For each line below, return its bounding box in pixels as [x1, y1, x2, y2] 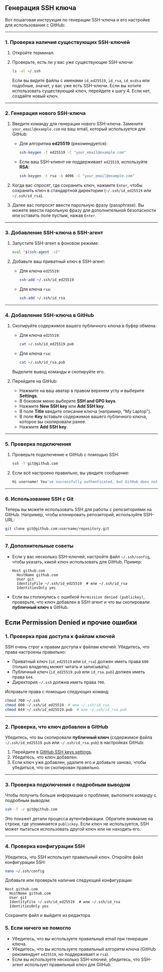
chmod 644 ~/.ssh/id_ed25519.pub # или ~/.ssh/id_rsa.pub [5, 707, 127, 712]
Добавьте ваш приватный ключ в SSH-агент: [12, 258, 105, 265]
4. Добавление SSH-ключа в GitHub [5, 311, 94, 318]
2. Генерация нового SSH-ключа [5, 110, 86, 117]
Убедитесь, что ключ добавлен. [12, 754, 78, 760]
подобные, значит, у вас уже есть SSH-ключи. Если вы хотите [12, 82, 142, 88]
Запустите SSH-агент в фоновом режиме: [12, 240, 99, 246]
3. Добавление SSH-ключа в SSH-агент [5, 229, 103, 236]
